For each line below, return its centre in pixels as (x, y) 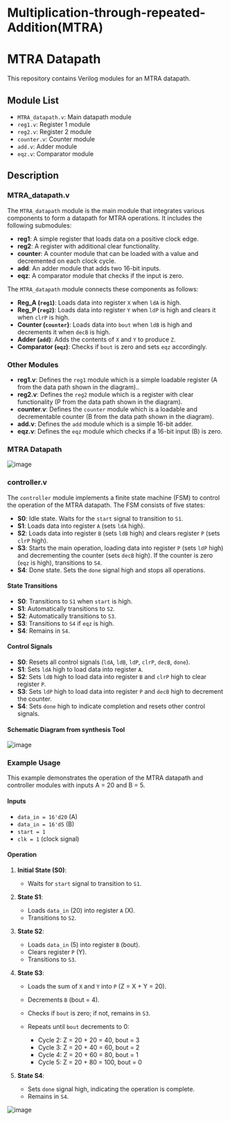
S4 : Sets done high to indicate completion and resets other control (111, 706)
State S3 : (31, 973)
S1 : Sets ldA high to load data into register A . (80, 669)
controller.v (27, 482)
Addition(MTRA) (55, 27)
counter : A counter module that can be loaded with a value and (108, 253)
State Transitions (32, 586)
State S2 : (30, 931)
